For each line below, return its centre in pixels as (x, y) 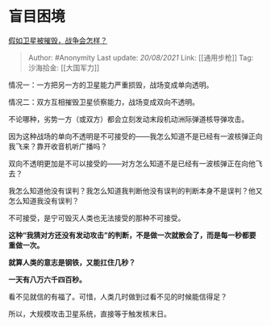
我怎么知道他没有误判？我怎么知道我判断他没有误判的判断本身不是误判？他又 (135, 190)
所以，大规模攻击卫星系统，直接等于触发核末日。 (90, 313)
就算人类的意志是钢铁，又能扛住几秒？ (72, 262)
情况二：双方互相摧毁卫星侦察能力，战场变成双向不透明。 (104, 102)
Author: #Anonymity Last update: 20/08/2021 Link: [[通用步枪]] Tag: (141, 57)
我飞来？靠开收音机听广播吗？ (58, 146)
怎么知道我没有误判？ (44, 201)
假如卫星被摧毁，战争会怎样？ (58, 40)
